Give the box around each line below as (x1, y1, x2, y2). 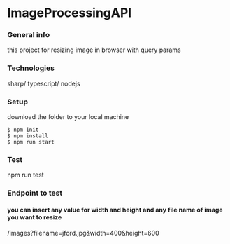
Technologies (7, 63, 55, 73)
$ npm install (7, 133, 49, 140)
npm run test (7, 170, 44, 179)
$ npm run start (7, 139, 55, 146)
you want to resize (7, 212, 62, 222)
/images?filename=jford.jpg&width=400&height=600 (7, 229, 159, 237)
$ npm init (7, 126, 39, 134)
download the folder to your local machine (7, 113, 129, 121)
